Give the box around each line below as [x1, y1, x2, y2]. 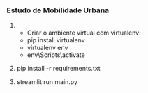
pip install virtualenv [27, 36, 85, 44]
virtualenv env [27, 44, 68, 52]
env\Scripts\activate [27, 51, 85, 59]
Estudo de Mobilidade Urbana [6, 6, 110, 15]
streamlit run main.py [16, 78, 78, 86]
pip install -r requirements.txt [16, 65, 101, 73]
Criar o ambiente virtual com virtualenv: [27, 28, 141, 37]
